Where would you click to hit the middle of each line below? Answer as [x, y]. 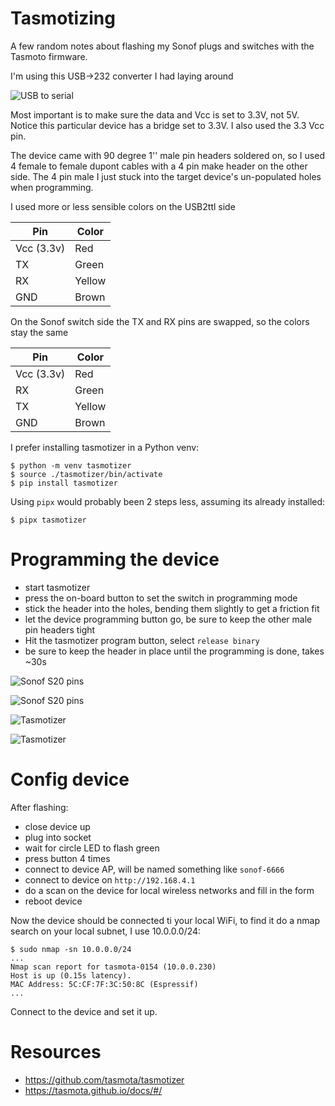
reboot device [53, 901]
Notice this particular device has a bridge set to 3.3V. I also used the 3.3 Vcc [167, 125]
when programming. [52, 187]
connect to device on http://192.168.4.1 [110, 879]
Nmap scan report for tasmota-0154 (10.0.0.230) [113, 967]
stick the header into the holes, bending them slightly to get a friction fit [172, 608]
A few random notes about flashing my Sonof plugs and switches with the [162, 46]
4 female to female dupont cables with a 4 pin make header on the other [159, 166]
